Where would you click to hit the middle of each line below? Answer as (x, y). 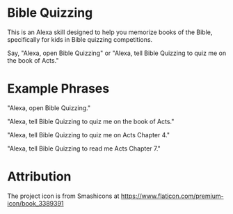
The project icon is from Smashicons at (63, 196)
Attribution (39, 177)
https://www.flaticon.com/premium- (172, 196)
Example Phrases (58, 89)
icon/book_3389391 (35, 203)
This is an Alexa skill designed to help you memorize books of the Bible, (110, 32)
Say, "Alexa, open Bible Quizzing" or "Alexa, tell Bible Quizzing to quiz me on (117, 53)
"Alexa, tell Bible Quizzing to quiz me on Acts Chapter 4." (89, 135)
